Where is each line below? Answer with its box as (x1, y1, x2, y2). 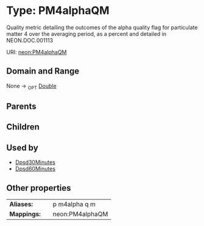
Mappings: (9, 210, 41, 218)
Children (6, 122, 40, 132)
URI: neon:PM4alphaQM (6, 48, 67, 55)
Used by (6, 142, 38, 152)
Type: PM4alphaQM (6, 4, 110, 18)
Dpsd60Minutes (15, 165, 56, 173)
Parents (6, 101, 37, 111)
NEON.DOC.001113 (6, 36, 54, 44)
